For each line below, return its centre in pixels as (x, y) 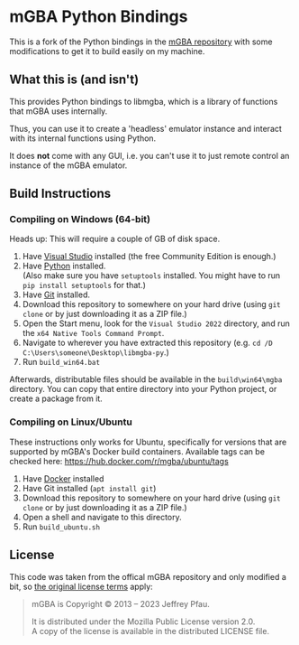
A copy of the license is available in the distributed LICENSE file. (150, 631)
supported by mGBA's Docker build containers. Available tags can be (137, 451)
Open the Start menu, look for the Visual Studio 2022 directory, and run (156, 323)
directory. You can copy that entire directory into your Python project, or (143, 389)
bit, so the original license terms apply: (81, 586)
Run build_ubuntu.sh (61, 527)
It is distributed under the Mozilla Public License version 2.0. (143, 622)
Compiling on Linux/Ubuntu (71, 422)
